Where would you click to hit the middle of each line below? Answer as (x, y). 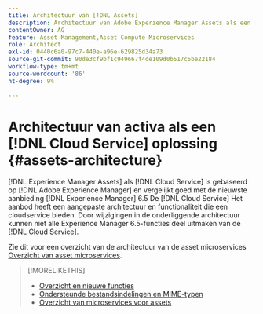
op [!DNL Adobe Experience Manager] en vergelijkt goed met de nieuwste (128, 190)
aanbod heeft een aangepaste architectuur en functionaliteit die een (118, 207)
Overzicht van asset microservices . (65, 255)
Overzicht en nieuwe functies (87, 286)
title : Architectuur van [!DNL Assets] (73, 15)
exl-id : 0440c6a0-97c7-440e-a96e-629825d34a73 (86, 52)
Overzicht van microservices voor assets (105, 302)
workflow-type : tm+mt (44, 67)
